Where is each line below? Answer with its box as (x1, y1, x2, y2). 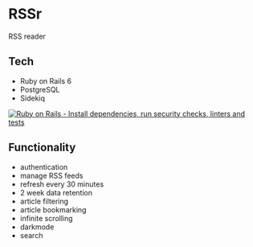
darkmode (19, 222, 55, 232)
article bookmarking (19, 204, 87, 214)
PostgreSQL (19, 84, 60, 94)
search (19, 230, 43, 240)
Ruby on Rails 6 (19, 76, 72, 85)
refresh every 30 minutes (19, 179, 104, 189)
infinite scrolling (19, 213, 74, 223)
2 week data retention (19, 187, 93, 197)
